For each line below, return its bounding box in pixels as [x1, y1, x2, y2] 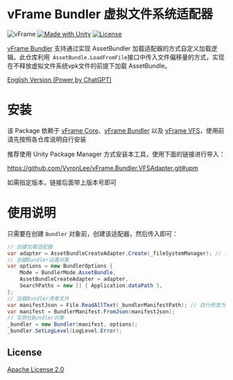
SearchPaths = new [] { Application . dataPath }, [19, 283, 163, 290]
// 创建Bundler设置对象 [7, 256, 69, 263]
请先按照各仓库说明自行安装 [7, 135, 87, 143]
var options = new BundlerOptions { [7, 262, 113, 270]
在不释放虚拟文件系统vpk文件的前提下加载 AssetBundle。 [7, 61, 171, 70]
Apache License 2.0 [7, 365, 64, 373]
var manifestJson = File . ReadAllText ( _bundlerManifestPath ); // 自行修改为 [7, 301, 226, 308]
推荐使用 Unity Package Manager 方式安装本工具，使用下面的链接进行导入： [7, 150, 225, 158]
